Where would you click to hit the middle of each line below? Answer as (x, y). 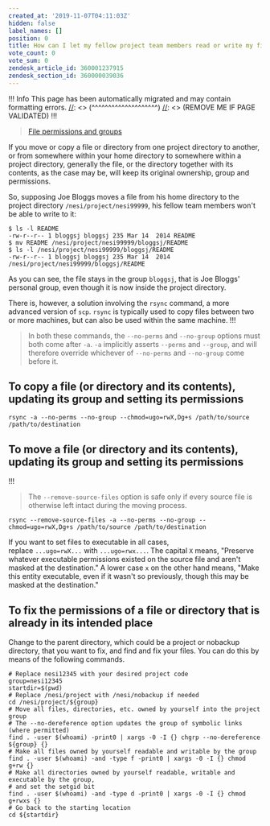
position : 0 (28, 38)
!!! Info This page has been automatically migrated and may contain (120, 98)
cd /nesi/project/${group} (53, 702)
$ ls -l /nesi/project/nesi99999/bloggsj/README (91, 250)
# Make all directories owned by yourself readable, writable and (122, 773)
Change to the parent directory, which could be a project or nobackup (124, 642)
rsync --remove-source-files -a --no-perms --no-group (102, 520)
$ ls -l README (34, 229)
